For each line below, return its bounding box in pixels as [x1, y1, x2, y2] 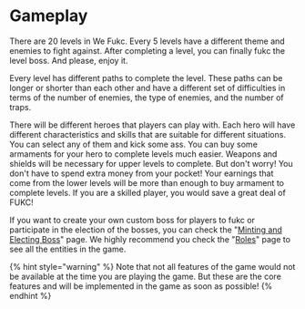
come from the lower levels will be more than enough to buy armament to [9, 177, 285, 188]
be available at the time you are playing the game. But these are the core [9, 271, 282, 282]
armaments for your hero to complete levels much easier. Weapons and [9, 148, 278, 160]
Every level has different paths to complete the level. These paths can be [9, 72, 283, 83]
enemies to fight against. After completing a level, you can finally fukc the [9, 45, 285, 56]
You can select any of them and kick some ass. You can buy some [9, 139, 258, 149]
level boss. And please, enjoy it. [9, 55, 128, 66]
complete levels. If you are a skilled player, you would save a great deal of [9, 187, 287, 198]
